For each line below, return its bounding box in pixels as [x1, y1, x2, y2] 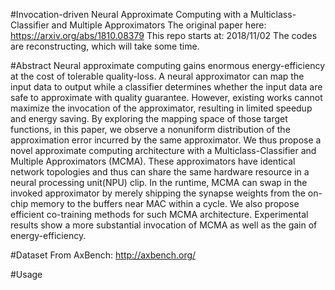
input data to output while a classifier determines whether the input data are [10, 81, 323, 93]
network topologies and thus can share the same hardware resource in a [10, 166, 310, 178]
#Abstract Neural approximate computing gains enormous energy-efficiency [10, 60, 326, 71]
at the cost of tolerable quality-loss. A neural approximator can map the [10, 70, 305, 82]
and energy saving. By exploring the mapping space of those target [10, 113, 288, 124]
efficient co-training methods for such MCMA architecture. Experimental [10, 209, 309, 220]
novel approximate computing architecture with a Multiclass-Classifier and [10, 145, 317, 156]
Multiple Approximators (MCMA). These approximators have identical [10, 155, 296, 167]
